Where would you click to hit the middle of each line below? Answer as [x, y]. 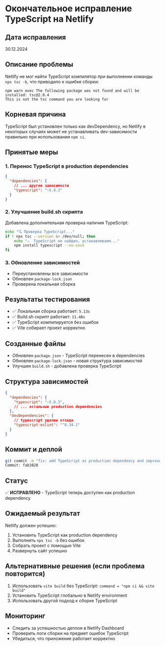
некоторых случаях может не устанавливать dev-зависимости [71, 132]
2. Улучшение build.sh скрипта [44, 212]
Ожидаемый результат [42, 514]
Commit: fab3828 [22, 465]
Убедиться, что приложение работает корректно [64, 638]
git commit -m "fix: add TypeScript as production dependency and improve [83, 461]
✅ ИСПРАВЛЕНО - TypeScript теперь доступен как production [70, 493]
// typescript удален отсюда [44, 420]
